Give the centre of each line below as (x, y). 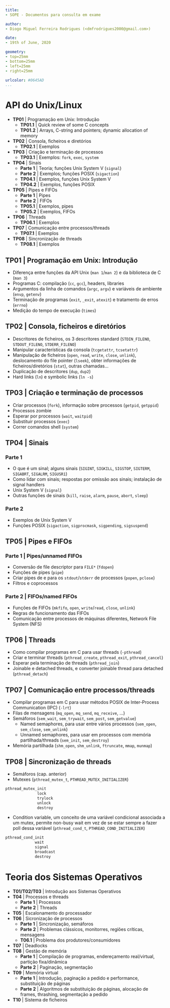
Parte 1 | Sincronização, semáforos (57, 924)
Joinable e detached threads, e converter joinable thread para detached (88, 669)
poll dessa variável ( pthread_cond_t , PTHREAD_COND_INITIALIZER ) (79, 828)
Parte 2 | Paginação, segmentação (56, 967)
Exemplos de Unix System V (42, 520)
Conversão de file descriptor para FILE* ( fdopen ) (63, 567)
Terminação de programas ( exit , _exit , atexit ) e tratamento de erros (85, 300)
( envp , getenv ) (27, 294)
